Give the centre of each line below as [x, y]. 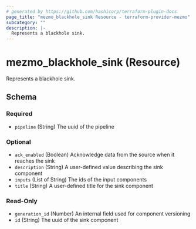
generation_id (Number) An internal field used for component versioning [102, 214]
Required [19, 114]
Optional [18, 142]
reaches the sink [35, 161]
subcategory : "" [26, 22]
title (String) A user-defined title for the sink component [84, 186]
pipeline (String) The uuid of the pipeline [64, 126]
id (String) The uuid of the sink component [66, 220]
